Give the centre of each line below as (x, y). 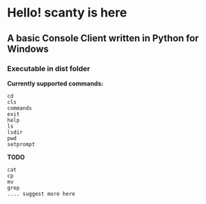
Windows (28, 49)
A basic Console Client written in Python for (103, 38)
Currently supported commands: (55, 83)
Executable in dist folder (49, 68)
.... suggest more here (41, 194)
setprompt (21, 144)
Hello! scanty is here (67, 13)
